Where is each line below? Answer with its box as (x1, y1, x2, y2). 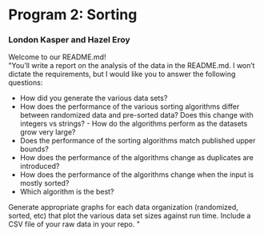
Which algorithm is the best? (19, 187, 114, 197)
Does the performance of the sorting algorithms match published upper (19, 136, 256, 146)
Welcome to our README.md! (8, 52, 106, 62)
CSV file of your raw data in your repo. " (8, 219, 140, 229)
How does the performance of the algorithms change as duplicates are (19, 153, 254, 163)
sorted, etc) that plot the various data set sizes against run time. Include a (8, 211, 251, 221)
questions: (8, 78, 43, 87)
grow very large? (19, 127, 76, 137)
